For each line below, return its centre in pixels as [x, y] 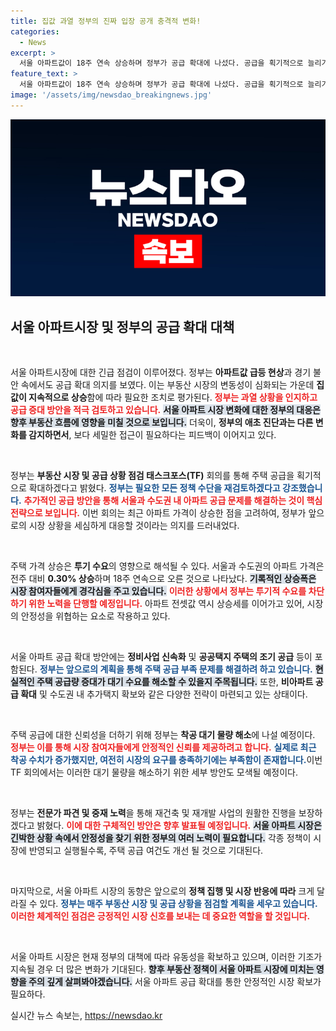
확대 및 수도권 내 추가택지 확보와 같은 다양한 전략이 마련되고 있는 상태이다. [164, 694]
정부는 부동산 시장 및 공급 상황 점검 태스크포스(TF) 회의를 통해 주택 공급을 [152, 476]
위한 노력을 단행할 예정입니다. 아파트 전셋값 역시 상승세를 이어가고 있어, [166, 604]
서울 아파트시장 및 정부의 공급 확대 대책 [122, 326]
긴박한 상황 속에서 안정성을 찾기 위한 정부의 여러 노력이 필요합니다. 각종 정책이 [161, 838]
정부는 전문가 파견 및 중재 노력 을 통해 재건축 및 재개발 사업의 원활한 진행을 [153, 813]
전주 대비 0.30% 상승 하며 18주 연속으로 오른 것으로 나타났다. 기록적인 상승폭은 [163, 579]
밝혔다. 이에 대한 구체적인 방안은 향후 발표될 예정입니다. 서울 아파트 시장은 [179, 826]
